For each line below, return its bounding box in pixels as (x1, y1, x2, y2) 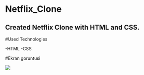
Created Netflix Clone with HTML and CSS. (5, 23, 140, 32)
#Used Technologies (5, 36, 48, 42)
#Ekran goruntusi (5, 55, 41, 61)
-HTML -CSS (5, 46, 32, 51)
